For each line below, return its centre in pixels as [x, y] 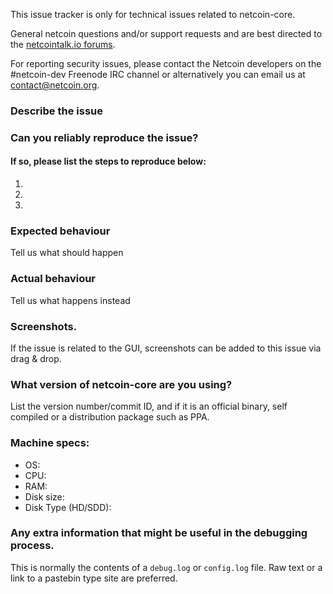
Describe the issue [56, 111]
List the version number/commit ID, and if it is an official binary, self [149, 406]
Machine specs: [50, 443]
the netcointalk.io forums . [63, 44]
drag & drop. [36, 358]
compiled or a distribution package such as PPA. [110, 417]
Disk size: [44, 496]
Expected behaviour [60, 231]
